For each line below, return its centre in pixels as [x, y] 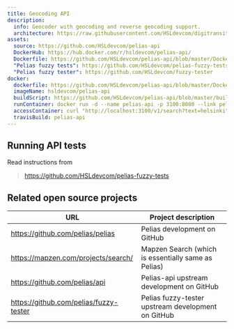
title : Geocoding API [39, 14]
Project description [182, 217]
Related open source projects [72, 198]
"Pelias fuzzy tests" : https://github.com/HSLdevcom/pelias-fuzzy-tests [121, 66]
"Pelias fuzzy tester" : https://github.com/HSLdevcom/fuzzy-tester [114, 72]
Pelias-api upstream [174, 278]
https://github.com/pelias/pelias [63, 234]
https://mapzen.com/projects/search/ [72, 258]
